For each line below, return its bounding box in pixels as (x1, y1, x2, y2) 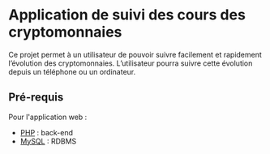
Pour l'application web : (8, 112, 88, 122)
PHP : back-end (19, 127, 74, 137)
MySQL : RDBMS (19, 136, 77, 146)
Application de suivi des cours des (8, 6, 246, 24)
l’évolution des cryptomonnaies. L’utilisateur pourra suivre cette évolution (8, 58, 253, 68)
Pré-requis (8, 91, 64, 105)
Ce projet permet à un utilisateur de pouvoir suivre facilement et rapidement (8, 49, 262, 59)
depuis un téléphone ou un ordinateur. (8, 66, 136, 76)
